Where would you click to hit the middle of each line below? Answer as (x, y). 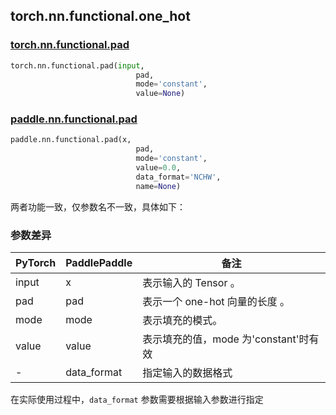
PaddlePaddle (99, 263)
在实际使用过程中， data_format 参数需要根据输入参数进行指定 (137, 400)
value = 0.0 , (158, 168)
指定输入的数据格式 (187, 373)
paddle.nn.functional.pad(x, (71, 140)
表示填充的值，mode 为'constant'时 (226, 339)
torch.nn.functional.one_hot (100, 16)
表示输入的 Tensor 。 (191, 283)
